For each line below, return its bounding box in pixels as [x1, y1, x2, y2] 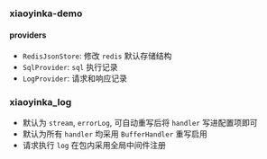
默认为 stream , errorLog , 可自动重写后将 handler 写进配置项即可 [22, 118, 258, 128]
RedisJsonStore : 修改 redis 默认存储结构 [22, 50, 172, 61]
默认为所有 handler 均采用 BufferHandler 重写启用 [22, 128, 207, 139]
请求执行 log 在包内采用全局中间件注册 [22, 140, 167, 151]
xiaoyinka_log [9, 96, 72, 109]
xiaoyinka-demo [9, 7, 83, 20]
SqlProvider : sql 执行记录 [22, 62, 118, 73]
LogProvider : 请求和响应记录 [22, 73, 128, 84]
